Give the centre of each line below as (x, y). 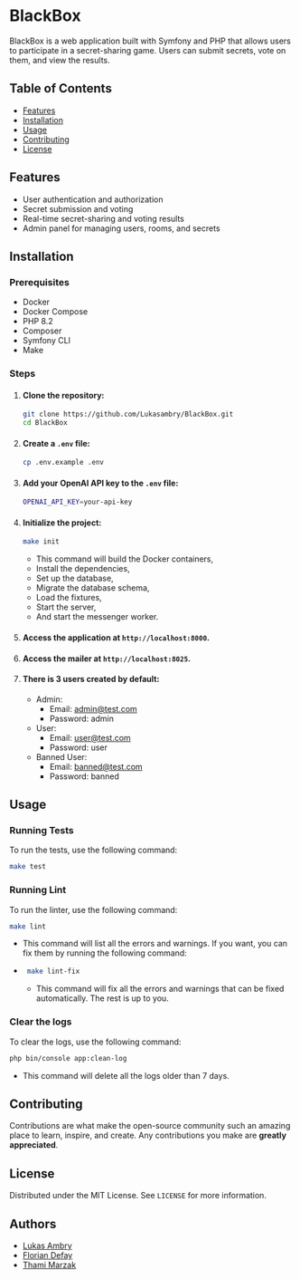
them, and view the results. (60, 60)
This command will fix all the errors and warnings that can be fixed (160, 989)
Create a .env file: (56, 443)
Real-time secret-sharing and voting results (103, 218)
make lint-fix (53, 971)
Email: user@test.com (90, 737)
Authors (33, 1224)
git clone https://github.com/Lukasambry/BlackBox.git (128, 414)
